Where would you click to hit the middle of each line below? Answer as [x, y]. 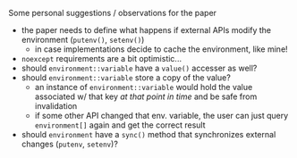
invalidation [56, 106]
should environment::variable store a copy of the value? [126, 78]
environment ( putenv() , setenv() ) [83, 40]
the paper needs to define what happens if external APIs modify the [146, 30]
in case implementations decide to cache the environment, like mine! [161, 49]
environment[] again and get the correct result [120, 125]
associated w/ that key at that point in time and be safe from [146, 96]
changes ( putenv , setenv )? [69, 144]
